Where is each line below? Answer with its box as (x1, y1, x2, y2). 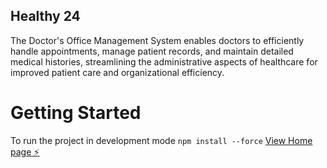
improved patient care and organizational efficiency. (10, 66, 225, 78)
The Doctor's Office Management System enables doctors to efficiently (10, 34, 305, 46)
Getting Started (10, 102, 142, 124)
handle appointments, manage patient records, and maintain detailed (10, 45, 294, 57)
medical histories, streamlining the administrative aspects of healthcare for (10, 55, 318, 68)
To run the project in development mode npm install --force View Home (10, 134, 313, 146)
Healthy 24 (10, 8, 81, 25)
